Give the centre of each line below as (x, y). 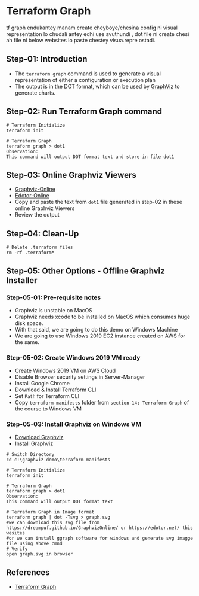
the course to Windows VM (48, 409)
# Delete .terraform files (40, 247)
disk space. (29, 323)
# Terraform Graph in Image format (50, 512)
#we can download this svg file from (53, 523)
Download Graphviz (39, 437)
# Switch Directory (30, 455)
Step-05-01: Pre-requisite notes (54, 297)
